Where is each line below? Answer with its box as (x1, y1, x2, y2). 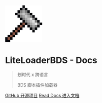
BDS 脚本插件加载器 (17, 82, 58, 88)
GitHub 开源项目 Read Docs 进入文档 (5, 92, 80, 98)
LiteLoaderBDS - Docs (5, 55, 98, 66)
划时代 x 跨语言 (17, 72, 48, 77)
